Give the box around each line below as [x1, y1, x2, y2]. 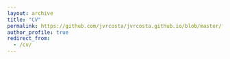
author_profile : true [7, 28, 69, 36]
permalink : [7, 22, 38, 29]
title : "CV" [7, 16, 41, 23]
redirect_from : [7, 35, 51, 42]
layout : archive [7, 9, 53, 17]
